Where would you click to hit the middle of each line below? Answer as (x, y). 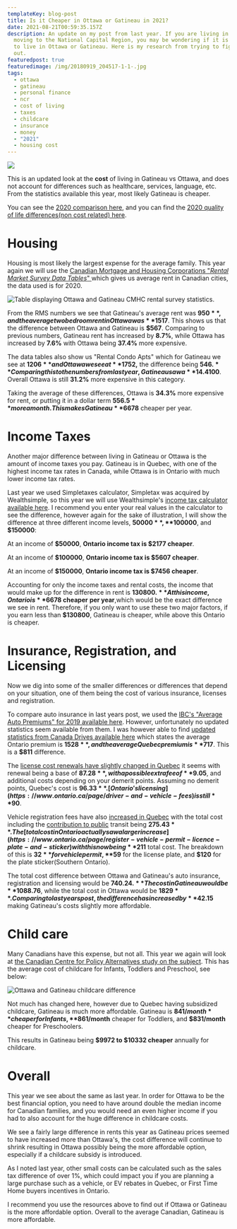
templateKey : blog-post (42, 14)
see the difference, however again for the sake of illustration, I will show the (117, 515)
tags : (15, 73)
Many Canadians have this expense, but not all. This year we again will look (117, 954)
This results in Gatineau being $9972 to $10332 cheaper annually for (108, 1039)
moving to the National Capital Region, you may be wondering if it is (121, 40)
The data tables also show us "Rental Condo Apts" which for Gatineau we (114, 357)
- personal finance (42, 93)
